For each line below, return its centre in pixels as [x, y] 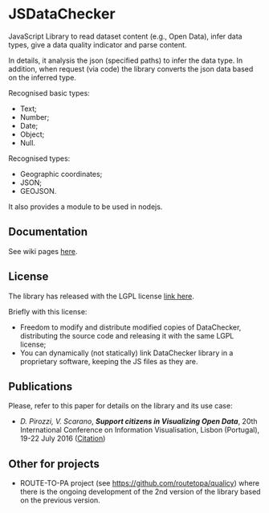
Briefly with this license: [48, 311]
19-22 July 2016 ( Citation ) [63, 438]
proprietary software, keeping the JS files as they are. [109, 361]
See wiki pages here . [43, 251]
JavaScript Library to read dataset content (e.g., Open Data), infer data [125, 36]
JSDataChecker [62, 14]
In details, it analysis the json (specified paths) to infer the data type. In [126, 60]
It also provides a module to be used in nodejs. [86, 207]
